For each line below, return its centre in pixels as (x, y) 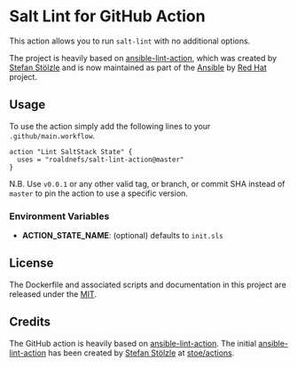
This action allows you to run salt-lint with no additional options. (130, 41)
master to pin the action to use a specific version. (99, 193)
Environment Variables (59, 216)
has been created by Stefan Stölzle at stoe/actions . (141, 353)
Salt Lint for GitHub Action (107, 16)
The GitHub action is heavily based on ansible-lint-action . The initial (133, 343)
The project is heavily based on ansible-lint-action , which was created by (143, 58)
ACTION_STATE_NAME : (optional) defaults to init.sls (122, 236)
